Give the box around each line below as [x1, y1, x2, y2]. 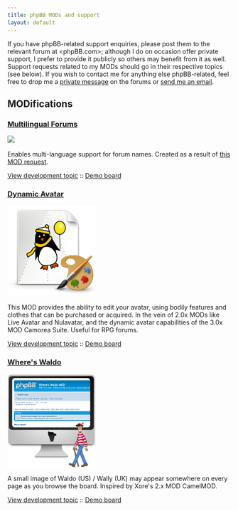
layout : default [7, 19, 55, 26]
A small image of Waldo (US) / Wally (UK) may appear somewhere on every [7, 474, 228, 483]
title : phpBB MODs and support [7, 11, 100, 19]
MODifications [7, 98, 73, 110]
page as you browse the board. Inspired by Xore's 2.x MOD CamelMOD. [7, 481, 218, 490]
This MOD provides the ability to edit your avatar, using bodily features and [7, 303, 227, 312]
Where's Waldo [7, 357, 62, 367]
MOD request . [7, 157, 48, 167]
